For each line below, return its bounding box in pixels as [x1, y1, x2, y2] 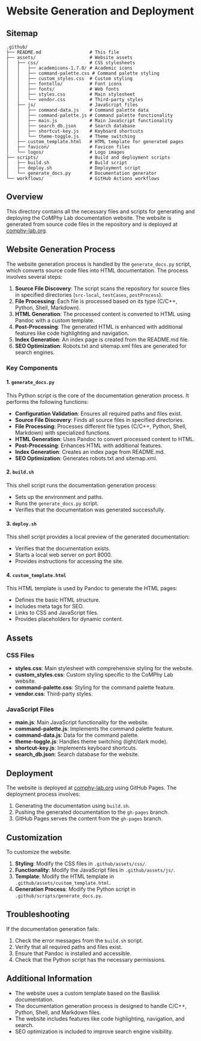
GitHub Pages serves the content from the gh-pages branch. [14, 815, 163, 822]
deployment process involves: [6, 790, 80, 798]
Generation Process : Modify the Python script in [14, 885, 136, 893]
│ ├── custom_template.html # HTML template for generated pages [6, 139, 184, 145]
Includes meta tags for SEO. [14, 603, 84, 610]
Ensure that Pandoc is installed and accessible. [14, 950, 132, 957]
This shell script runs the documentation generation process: [6, 481, 157, 489]
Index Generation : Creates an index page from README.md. [14, 448, 165, 455]
